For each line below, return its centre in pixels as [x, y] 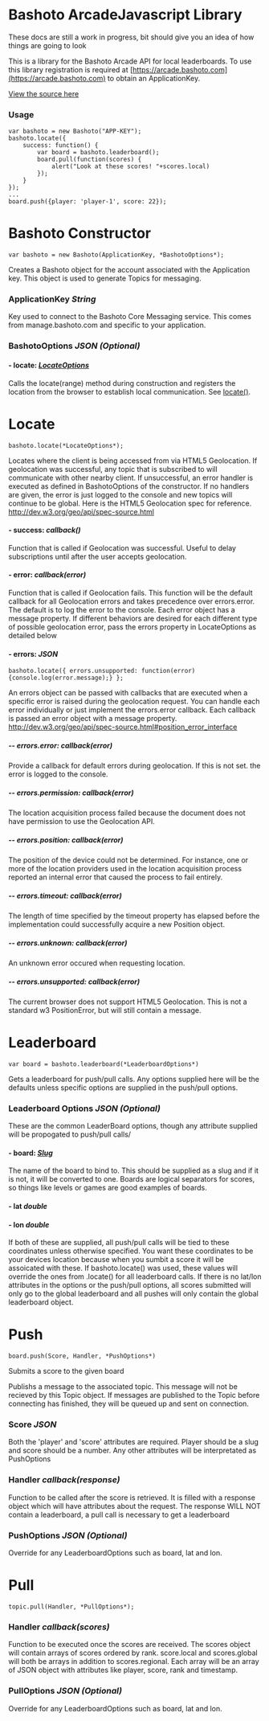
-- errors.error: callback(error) [61, 745]
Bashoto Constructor [79, 234]
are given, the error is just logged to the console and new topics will [120, 494]
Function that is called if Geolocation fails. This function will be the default [130, 592]
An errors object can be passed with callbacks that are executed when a [128, 693]
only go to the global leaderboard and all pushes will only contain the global [133, 1294]
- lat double [28, 1206]
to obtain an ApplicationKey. [154, 78]
